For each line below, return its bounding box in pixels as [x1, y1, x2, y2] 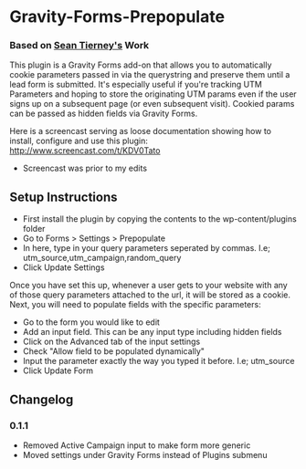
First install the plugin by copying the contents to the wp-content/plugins [22, 214, 297, 224]
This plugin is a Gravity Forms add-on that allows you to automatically [9, 59, 272, 70]
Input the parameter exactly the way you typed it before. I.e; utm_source [22, 356, 295, 367]
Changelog [9, 391, 74, 407]
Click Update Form [22, 365, 94, 376]
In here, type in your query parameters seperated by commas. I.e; [22, 243, 271, 254]
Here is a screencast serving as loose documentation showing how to [9, 126, 272, 137]
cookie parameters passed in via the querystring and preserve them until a [9, 69, 290, 80]
